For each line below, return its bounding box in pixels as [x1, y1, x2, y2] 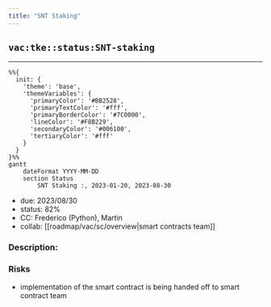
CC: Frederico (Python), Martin [19, 213, 123, 223]
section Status [23, 175, 74, 183]
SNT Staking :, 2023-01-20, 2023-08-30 [37, 182, 172, 190]
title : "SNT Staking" [8, 11, 81, 20]
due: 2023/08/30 [19, 196, 78, 206]
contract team [19, 290, 67, 300]
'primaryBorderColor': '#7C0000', [29, 111, 147, 120]
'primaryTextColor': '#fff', [29, 104, 128, 112]
